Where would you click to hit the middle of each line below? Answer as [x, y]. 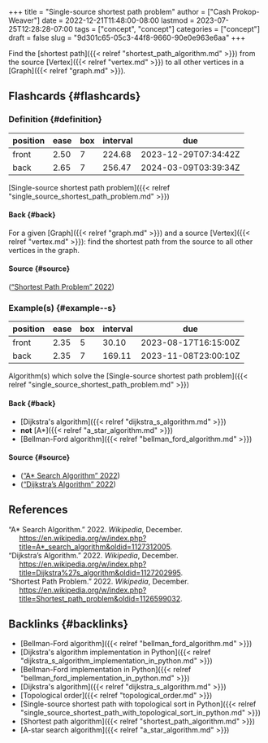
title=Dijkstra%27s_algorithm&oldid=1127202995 [100, 572]
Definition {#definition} [56, 120]
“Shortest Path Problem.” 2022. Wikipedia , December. [99, 581]
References [38, 510]
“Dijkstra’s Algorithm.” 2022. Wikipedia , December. [93, 555]
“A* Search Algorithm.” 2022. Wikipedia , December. [95, 529]
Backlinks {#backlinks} [68, 624]
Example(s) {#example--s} [62, 308]
